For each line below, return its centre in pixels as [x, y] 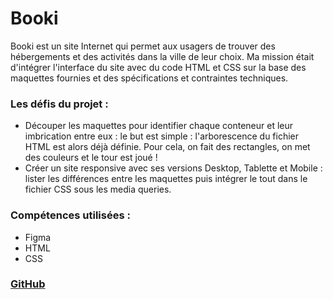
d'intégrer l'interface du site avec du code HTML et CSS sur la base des [158, 67]
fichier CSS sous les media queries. [98, 189]
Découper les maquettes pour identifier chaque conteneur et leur [159, 126]
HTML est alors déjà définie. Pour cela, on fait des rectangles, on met [167, 147]
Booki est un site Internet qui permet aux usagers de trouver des [143, 46]
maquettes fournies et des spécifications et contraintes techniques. [149, 78]
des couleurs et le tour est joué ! [91, 158]
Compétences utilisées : [70, 215]
